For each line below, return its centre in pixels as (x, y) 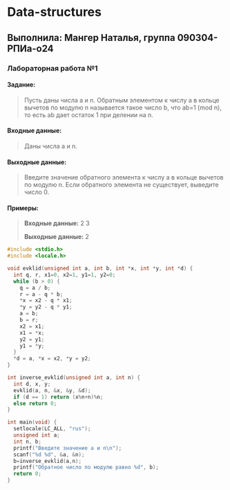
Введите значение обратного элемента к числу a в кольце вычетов (124, 177)
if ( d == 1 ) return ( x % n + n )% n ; (58, 397)
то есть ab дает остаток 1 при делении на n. (88, 114)
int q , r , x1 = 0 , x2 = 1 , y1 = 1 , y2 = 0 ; (65, 274)
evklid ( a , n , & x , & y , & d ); (52, 390)
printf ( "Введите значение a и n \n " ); (68, 448)
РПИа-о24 (30, 48)
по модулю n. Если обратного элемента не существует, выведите (121, 185)
